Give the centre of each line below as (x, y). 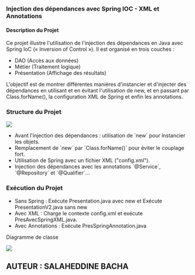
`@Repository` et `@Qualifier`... (52, 173)
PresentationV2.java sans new (51, 207)
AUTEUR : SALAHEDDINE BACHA (67, 267)
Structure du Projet (34, 112)
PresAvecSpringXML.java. (46, 219)
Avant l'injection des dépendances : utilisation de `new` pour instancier (100, 136)
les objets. (27, 142)
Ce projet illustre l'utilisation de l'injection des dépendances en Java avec (95, 43)
